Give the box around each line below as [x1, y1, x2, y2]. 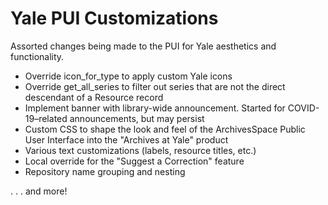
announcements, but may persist [69, 112, 205, 124]
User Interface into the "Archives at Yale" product [24, 133, 229, 146]
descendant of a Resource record [24, 91, 164, 103]
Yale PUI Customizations [10, 7, 219, 30]
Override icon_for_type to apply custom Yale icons [24, 70, 233, 82]
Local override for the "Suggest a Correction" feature [24, 155, 245, 167]
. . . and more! [10, 185, 68, 197]
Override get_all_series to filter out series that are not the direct [24, 80, 286, 92]
